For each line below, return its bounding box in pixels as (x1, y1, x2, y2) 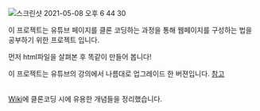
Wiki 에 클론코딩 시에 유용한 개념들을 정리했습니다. (8, 94, 163, 103)
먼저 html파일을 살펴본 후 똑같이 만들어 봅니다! (8, 52, 153, 61)
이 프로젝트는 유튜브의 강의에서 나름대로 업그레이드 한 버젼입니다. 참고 (8, 69, 225, 78)
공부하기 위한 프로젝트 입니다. (8, 36, 100, 44)
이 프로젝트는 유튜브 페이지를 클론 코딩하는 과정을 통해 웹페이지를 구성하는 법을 (8, 25, 253, 35)
